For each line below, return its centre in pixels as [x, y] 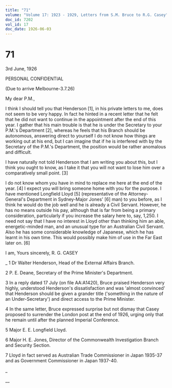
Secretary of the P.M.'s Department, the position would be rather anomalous [86, 147]
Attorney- [138, 194]
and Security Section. [28, 345]
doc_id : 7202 [19, 20]
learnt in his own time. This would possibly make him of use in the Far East [84, 238]
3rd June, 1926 [21, 69]
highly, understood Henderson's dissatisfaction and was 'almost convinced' [85, 288]
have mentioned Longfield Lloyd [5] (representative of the [66, 194]
